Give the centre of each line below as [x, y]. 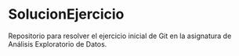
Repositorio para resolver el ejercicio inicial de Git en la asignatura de [120, 36]
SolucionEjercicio [66, 14]
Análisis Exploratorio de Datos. [58, 44]
